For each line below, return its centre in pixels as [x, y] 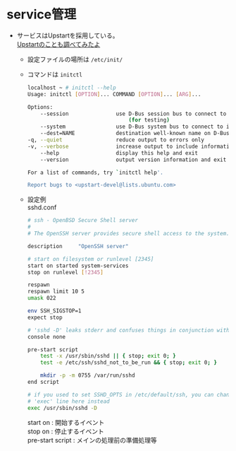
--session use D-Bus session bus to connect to [133, 114]
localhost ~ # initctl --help [72, 88]
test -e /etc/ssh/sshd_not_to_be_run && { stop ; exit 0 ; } [129, 363]
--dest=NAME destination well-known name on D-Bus [135, 134]
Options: [40, 107]
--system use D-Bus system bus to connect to [132, 127]
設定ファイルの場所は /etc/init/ [75, 59]
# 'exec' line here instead [68, 401]
